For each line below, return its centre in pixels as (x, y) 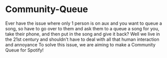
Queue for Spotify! (25, 50)
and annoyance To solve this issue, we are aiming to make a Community (80, 44)
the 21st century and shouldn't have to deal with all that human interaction (82, 39)
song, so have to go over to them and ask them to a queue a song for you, (82, 28)
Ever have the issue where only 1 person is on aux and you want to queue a (84, 23)
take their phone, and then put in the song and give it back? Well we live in (83, 34)
